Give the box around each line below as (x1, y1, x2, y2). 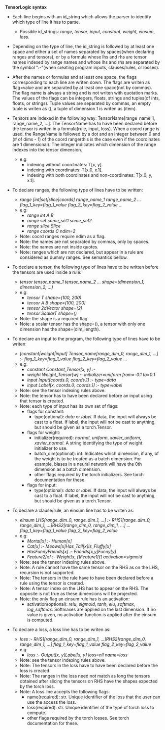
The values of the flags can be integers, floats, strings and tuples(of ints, (12, 95, 160, 101)
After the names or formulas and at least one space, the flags (12, 74, 137, 80)
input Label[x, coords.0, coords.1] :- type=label (27, 382, 123, 388)
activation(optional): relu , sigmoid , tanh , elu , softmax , (27, 601, 135, 607)
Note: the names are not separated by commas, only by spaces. (19, 239, 150, 244)
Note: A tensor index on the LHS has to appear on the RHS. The (19, 585, 149, 591)
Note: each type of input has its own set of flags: (19, 403, 119, 409)
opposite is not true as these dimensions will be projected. (19, 591, 138, 596)
